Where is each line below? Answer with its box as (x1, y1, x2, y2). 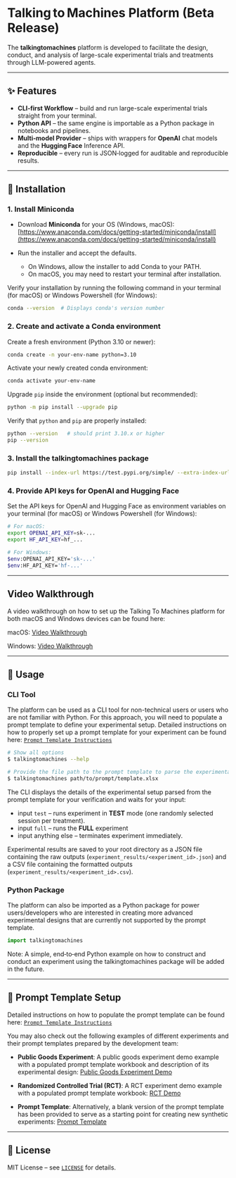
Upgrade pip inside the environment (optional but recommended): (7, 390, 198, 399)
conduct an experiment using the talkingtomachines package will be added (7, 957, 225, 965)
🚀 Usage (7, 668, 44, 680)
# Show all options (7, 749, 65, 756)
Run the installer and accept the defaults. (17, 249, 137, 258)
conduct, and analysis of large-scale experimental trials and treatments (7, 51, 214, 59)
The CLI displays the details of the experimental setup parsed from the (7, 787, 212, 796)
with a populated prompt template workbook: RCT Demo (17, 1089, 181, 1097)
